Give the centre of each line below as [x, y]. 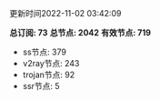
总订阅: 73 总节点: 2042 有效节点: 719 [80, 33]
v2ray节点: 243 [51, 63]
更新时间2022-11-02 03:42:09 [65, 13]
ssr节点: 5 [41, 86]
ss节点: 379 [44, 52]
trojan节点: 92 [49, 75]
